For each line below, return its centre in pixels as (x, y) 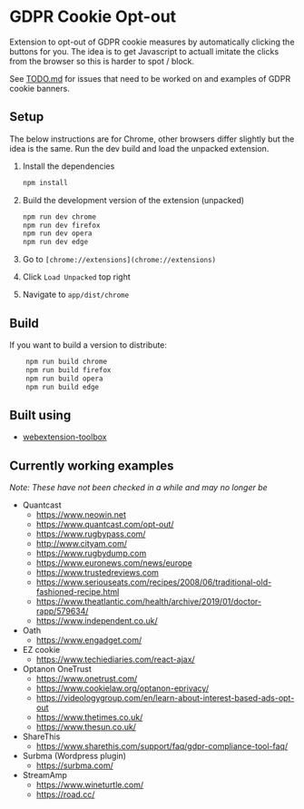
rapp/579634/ (62, 611)
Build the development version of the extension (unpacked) (133, 200)
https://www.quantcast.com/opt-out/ (105, 525)
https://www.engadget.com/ (89, 640)
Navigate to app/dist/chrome (76, 295)
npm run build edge (63, 387)
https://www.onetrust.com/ (87, 679)
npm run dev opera (57, 233)
